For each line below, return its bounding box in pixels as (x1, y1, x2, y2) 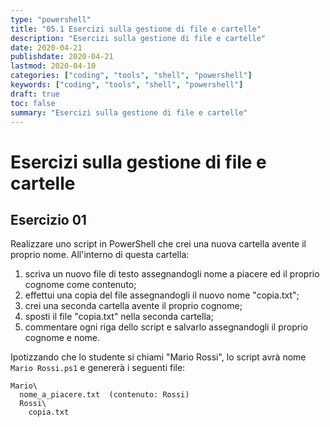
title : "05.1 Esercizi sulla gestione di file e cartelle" (10, 24, 262, 34)
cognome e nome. (24, 332, 101, 344)
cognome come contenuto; (24, 279, 137, 291)
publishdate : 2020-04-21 (10, 52, 114, 62)
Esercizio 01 (10, 211, 87, 228)
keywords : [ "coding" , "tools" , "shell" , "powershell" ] (10, 80, 244, 90)
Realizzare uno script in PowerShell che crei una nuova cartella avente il (10, 238, 307, 250)
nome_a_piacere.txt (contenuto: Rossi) (19, 390, 190, 400)
